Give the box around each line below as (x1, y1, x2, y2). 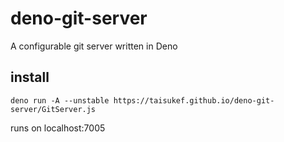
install (10, 69, 50, 86)
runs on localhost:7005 (10, 122, 106, 134)
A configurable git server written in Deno (10, 40, 178, 52)
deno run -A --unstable (10, 95, 110, 106)
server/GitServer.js (10, 104, 97, 114)
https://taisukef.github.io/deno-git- (113, 95, 275, 106)
